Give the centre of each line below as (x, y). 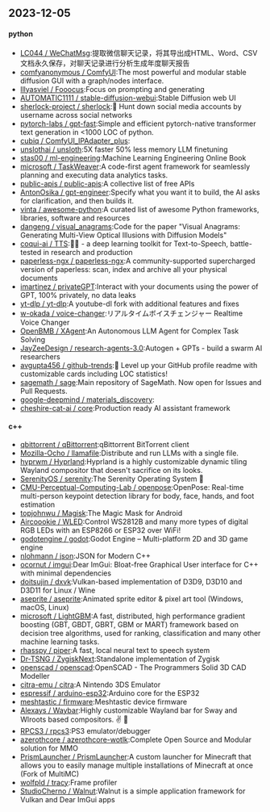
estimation (37, 504)
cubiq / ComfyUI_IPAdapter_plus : (75, 140)
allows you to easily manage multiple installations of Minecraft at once (137, 765)
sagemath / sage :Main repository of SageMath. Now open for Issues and (141, 382)
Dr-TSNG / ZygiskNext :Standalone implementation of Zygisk (120, 659)
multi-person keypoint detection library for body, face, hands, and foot (137, 496)
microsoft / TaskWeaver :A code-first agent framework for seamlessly (135, 166)
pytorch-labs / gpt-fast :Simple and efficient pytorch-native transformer (138, 123)
